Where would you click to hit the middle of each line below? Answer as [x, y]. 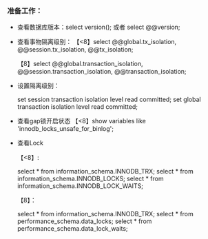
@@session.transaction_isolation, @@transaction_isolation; [102, 72]
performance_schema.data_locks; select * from [84, 221]
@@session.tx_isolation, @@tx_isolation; [75, 50]
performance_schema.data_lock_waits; [73, 229]
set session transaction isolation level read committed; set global [109, 100]
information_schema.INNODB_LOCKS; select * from [90, 179]
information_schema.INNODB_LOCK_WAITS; [80, 186]
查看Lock [30, 143]
